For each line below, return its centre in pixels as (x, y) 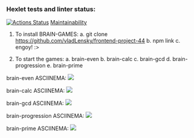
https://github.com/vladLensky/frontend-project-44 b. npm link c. (98, 41)
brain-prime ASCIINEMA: (38, 129)
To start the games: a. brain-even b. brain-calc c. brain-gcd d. (93, 59)
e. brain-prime (65, 65)
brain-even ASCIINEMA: (37, 78)
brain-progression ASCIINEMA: (45, 116)
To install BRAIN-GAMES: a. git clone (61, 34)
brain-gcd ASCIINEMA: (35, 103)
